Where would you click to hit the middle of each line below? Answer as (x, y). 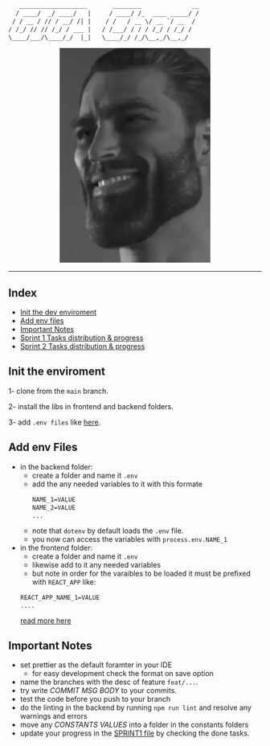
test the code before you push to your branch (95, 699)
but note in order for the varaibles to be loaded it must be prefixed (141, 573)
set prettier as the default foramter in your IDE (96, 665)
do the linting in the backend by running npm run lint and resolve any (135, 707)
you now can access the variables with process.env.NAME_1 (129, 539)
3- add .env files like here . (55, 422)
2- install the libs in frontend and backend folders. (91, 406)
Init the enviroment (57, 372)
